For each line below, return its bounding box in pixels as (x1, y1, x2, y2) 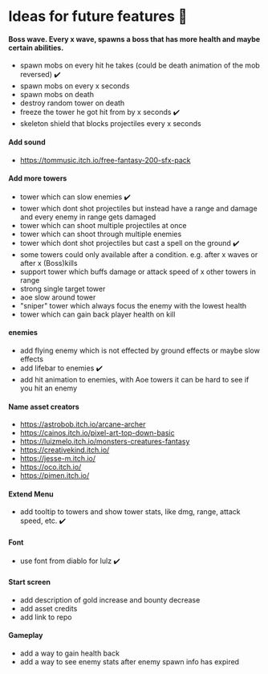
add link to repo (19, 612, 72, 622)
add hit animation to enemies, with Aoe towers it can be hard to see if (19, 375, 250, 384)
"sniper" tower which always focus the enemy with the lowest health (19, 300, 247, 310)
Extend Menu (8, 489, 54, 499)
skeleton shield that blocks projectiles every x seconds (19, 119, 202, 129)
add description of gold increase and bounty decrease (19, 594, 201, 605)
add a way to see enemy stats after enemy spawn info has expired (19, 657, 239, 667)
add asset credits (19, 603, 78, 613)
